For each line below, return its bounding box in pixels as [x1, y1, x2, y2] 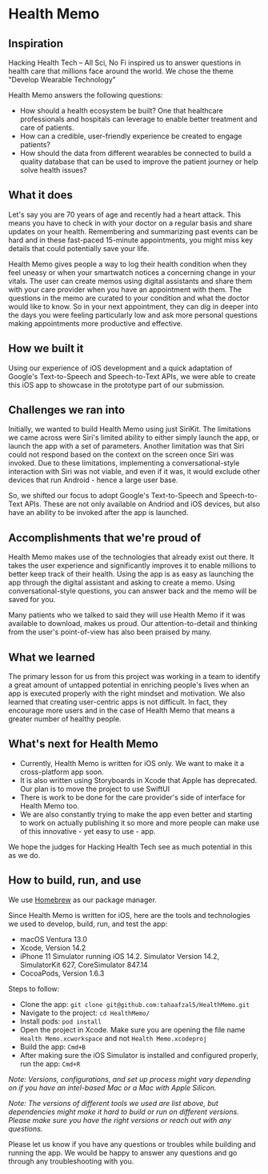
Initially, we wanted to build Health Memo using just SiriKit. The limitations [8, 425, 252, 434]
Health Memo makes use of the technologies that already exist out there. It [8, 553, 254, 562]
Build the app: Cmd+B [19, 1041, 86, 1052]
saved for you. [8, 595, 56, 605]
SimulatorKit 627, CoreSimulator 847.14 [19, 960, 148, 969]
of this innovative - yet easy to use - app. [19, 826, 156, 836]
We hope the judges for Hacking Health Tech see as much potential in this [8, 841, 253, 852]
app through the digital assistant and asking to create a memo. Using [8, 577, 235, 588]
